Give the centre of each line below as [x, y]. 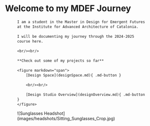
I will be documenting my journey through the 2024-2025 [76, 36]
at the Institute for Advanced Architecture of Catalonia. [78, 27]
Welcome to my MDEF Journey [68, 8]
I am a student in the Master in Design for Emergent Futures [81, 22]
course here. [30, 41]
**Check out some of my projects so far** [60, 61]
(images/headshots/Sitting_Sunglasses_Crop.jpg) [66, 118]
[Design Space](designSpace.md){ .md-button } [74, 75]
